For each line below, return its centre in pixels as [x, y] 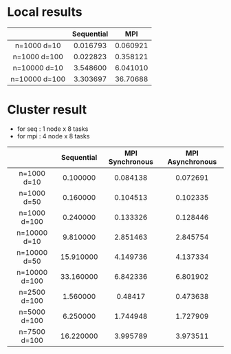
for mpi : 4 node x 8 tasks [53, 136]
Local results [45, 12]
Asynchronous [192, 161]
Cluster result [47, 110]
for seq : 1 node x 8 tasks [53, 129]
